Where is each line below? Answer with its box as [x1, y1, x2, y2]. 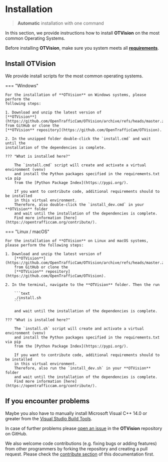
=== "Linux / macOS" [5, 228, 49, 235]
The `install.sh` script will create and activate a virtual [14, 326, 144, 331]
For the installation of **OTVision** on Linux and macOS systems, [5, 238, 149, 243]
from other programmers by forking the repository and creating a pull [5, 445, 148, 451]
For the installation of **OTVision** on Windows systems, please [5, 92, 146, 97]
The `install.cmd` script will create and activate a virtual [14, 162, 146, 168]
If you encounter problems [5, 397, 90, 405]
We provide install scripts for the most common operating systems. [5, 73, 143, 79]
